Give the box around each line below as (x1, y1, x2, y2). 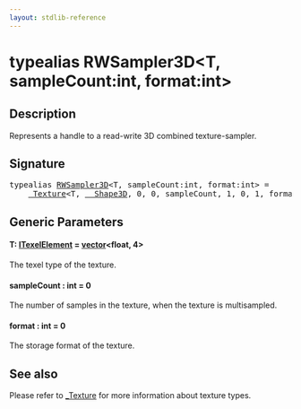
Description (9, 107, 76, 122)
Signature (9, 156, 65, 171)
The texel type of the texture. (9, 259, 116, 270)
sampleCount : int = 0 (9, 280, 91, 291)
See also (9, 366, 58, 381)
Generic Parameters (9, 214, 124, 230)
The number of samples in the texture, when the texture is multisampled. (9, 300, 278, 310)
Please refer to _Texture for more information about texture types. (9, 390, 252, 401)
